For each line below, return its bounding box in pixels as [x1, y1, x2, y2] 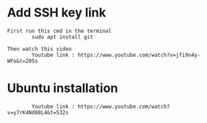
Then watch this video [7, 45, 72, 52]
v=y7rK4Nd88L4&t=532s [7, 109, 69, 116]
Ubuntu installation [7, 80, 119, 96]
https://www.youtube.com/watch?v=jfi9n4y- [77, 52, 201, 58]
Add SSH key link [7, 5, 106, 21]
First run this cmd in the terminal [7, 27, 112, 34]
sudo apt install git [32, 33, 94, 41]
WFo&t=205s [7, 57, 38, 65]
